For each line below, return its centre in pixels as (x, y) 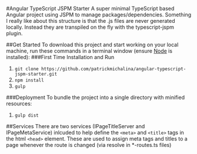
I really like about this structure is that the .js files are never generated (91, 21)
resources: (19, 104)
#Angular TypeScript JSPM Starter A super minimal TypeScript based (90, 8)
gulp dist (27, 115)
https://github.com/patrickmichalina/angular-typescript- (113, 69)
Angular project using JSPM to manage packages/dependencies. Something (99, 15)
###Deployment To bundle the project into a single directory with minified (96, 97)
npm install (29, 80)
